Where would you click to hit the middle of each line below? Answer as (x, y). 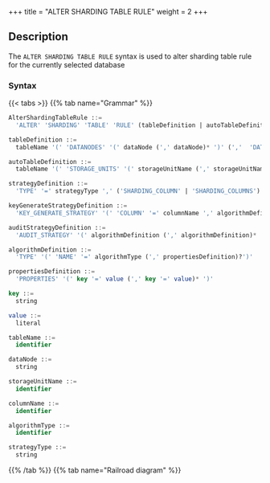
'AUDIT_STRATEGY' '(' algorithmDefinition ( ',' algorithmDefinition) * (136, 235)
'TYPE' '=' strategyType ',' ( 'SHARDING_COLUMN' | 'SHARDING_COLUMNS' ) (138, 191)
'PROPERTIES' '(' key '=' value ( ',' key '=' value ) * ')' (115, 279)
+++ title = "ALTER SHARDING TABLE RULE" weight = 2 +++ (108, 12)
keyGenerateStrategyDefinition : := (68, 206)
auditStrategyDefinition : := (57, 227)
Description (38, 37)
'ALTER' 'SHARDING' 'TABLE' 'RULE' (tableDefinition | (109, 125)
